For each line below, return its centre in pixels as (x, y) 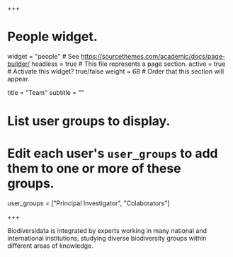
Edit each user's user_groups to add (113, 154)
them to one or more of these (95, 169)
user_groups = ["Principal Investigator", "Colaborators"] (89, 203)
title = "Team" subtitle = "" (46, 92)
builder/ (19, 64)
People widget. (52, 37)
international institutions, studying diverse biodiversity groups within (107, 239)
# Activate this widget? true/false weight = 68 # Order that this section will (116, 71)
